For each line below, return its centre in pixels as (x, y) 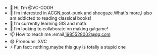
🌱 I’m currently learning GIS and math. (49, 23)
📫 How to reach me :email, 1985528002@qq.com (60, 34)
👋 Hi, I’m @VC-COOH (31, 8)
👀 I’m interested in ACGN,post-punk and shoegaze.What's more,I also (81, 13)
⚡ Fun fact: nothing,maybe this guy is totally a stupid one (68, 47)
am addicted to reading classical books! (51, 18)
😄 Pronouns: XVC (28, 41)
